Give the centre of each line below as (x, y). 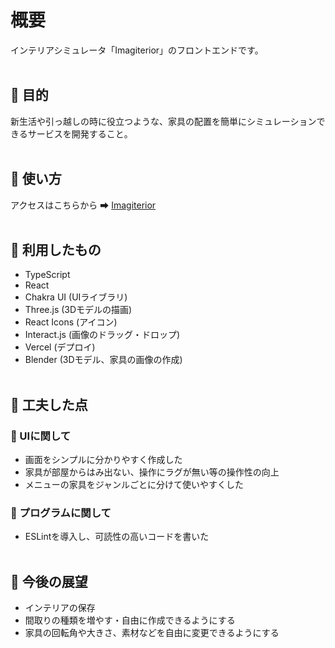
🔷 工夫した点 (49, 404)
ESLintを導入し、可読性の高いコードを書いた (117, 537)
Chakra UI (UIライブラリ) (76, 297)
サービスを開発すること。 (80, 133)
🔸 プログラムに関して (61, 513)
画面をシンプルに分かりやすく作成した (103, 460)
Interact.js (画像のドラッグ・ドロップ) (102, 335)
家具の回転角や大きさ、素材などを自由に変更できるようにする (152, 633)
